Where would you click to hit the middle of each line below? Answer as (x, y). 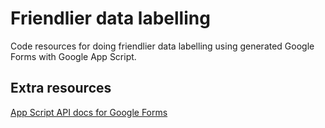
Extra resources (61, 88)
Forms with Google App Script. (73, 56)
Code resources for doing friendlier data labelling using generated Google (162, 46)
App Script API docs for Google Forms (89, 112)
